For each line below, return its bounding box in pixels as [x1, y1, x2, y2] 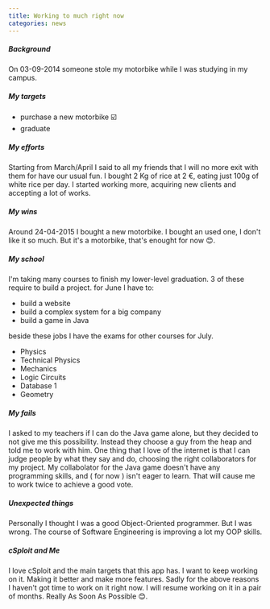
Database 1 [19, 381, 58, 391]
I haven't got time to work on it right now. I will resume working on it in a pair [8, 583, 262, 593]
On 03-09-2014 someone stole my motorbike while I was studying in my [8, 64, 248, 74]
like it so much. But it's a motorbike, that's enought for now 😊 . [8, 235, 216, 246]
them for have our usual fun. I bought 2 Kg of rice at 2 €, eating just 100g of [8, 171, 260, 181]
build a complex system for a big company [19, 307, 162, 317]
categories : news [8, 19, 67, 27]
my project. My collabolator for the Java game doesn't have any [8, 462, 221, 472]
